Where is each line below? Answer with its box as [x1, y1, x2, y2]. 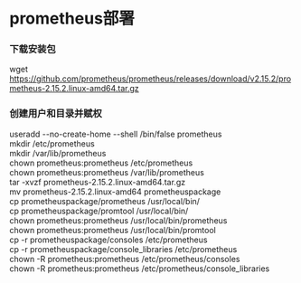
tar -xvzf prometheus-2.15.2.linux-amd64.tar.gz [9, 176, 186, 187]
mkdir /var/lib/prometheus [9, 147, 107, 158]
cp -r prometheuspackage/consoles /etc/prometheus [9, 234, 208, 245]
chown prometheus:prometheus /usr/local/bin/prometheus [9, 214, 228, 226]
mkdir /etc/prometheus [9, 137, 95, 149]
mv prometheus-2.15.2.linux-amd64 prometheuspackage [9, 186, 221, 197]
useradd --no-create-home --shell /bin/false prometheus [9, 128, 222, 139]
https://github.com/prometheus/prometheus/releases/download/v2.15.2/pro [9, 73, 292, 84]
